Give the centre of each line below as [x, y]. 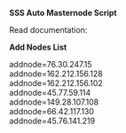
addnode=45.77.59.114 [50, 93]
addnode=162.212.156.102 [56, 83]
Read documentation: [48, 30]
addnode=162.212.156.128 [56, 74]
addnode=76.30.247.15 [51, 64]
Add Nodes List [38, 47]
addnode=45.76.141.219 [52, 121]
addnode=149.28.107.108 [54, 102]
